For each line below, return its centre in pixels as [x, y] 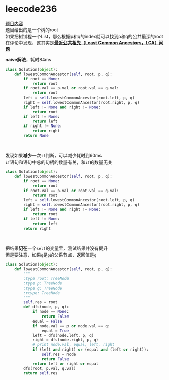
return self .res [41, 373]
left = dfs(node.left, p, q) [63, 335]
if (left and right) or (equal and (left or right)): [90, 350]
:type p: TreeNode [43, 283]
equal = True [55, 331]
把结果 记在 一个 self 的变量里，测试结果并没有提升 [57, 248]
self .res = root [41, 302]
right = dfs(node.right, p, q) [65, 340]
